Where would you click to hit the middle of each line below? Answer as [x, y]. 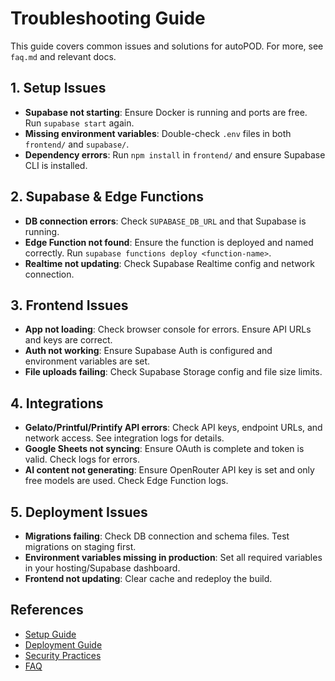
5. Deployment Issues [79, 512]
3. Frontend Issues [69, 305]
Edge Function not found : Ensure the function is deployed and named [169, 242]
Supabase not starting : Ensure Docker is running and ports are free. [166, 112]
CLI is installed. [56, 165]
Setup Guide [50, 634]
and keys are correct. [68, 340]
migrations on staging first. [80, 546]
